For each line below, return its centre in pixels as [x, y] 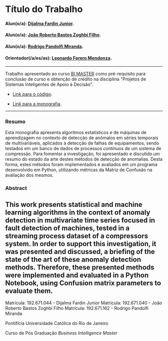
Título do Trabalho [44, 9]
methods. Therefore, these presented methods [80, 267]
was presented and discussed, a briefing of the [80, 251]
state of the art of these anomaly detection [73, 259]
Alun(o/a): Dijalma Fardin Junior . [39, 23]
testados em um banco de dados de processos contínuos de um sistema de [83, 149]
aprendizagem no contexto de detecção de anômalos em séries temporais [82, 138]
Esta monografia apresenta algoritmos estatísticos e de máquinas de [76, 133]
